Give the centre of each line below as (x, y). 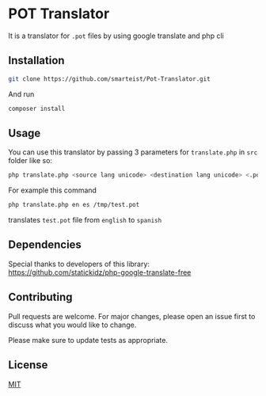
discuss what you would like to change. (72, 325)
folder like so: (30, 161)
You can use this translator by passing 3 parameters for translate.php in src (133, 152)
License (28, 365)
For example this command (53, 190)
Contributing (40, 297)
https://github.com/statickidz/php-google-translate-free (100, 272)
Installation (36, 61)
